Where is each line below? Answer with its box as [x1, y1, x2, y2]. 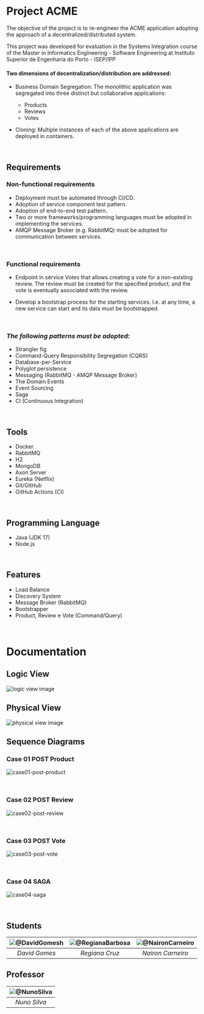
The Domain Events [15, 378, 65, 385]
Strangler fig [15, 346, 47, 353]
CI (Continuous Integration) [15, 397, 84, 405]
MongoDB [15, 463, 41, 470]
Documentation [6, 645, 87, 659]
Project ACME [6, 4, 78, 18]
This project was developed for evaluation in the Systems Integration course [6, 43, 198, 50]
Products [24, 102, 47, 109]
